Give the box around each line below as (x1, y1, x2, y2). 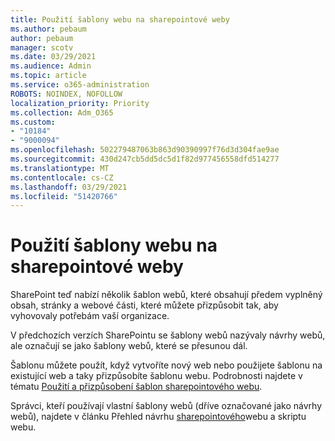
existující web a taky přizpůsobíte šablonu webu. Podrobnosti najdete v (10, 370, 303, 382)
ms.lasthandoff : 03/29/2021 (10, 182, 128, 192)
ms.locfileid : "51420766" (10, 191, 118, 201)
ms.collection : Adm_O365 (10, 107, 114, 118)
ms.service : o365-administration (10, 80, 150, 90)
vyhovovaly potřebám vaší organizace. (10, 310, 170, 322)
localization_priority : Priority (10, 98, 150, 108)
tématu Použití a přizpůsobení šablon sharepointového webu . (10, 381, 263, 393)
